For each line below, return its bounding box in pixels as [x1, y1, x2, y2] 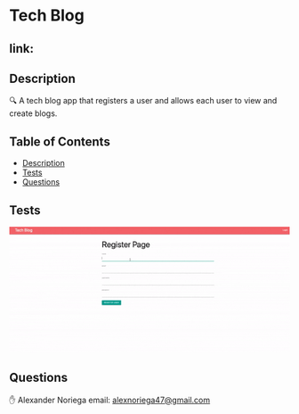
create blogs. [9, 108, 58, 119]
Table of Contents [9, 134, 111, 149]
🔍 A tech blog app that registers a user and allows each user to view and [9, 95, 278, 106]
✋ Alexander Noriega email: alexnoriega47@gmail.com [9, 394, 211, 405]
